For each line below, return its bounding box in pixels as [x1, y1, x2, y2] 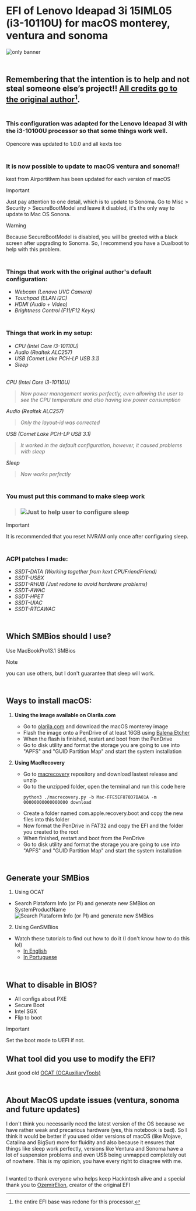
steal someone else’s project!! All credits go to [6, 84, 178, 94]
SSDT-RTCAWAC [14, 605, 55, 613]
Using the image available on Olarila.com [14, 711, 116, 718]
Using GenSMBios [14, 924, 58, 931]
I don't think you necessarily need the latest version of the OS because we [6, 1120, 185, 1127]
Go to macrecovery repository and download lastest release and [23, 770, 178, 777]
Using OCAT [14, 889, 44, 896]
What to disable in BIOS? [6, 980, 97, 990]
